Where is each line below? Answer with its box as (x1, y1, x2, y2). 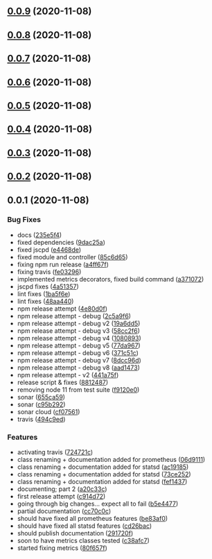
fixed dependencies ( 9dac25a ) (17, 238, 106, 246)
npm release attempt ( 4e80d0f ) (17, 304, 107, 313)
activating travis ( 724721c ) (17, 448, 94, 456)
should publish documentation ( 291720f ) (17, 529, 134, 537)
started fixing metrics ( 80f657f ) (17, 544, 107, 552)
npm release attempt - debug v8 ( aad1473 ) (17, 363, 141, 372)
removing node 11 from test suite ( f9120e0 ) (17, 385, 140, 394)
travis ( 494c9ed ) (17, 415, 66, 423)
